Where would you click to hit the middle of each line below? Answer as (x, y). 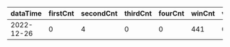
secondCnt (99, 13)
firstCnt (61, 13)
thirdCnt (138, 13)
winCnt (203, 13)
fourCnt (171, 13)
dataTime (26, 13)
